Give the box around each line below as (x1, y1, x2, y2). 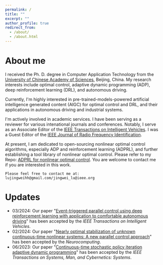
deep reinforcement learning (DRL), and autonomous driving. (5, 87, 128, 93)
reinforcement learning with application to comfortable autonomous (12, 213, 148, 219)
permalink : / (5, 7, 32, 12)
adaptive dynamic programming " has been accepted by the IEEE (12, 249, 142, 255)
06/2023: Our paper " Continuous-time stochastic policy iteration (12, 244, 143, 250)
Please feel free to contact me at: (5, 171, 80, 176)
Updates (5, 192, 41, 203)
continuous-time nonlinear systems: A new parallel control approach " (12, 233, 152, 239)
